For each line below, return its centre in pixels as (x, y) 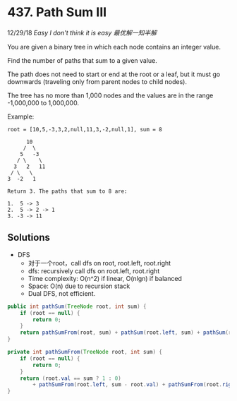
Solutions (29, 238)
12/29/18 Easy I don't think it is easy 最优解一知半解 (82, 32)
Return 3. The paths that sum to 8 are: (68, 191)
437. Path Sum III (57, 12)
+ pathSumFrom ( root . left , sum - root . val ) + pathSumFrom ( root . (128, 385)
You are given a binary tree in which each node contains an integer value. (114, 47)
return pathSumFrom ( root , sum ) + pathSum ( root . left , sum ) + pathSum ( (124, 333)
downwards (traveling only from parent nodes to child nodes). (97, 81)
